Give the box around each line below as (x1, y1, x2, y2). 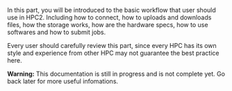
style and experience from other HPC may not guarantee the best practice (7, 49, 219, 57)
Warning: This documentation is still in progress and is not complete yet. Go (7, 69, 226, 78)
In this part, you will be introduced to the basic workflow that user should (7, 6, 217, 14)
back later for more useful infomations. (7, 77, 119, 85)
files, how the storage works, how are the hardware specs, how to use (7, 21, 208, 28)
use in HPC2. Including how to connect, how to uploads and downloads (7, 13, 212, 22)
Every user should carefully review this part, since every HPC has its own (7, 42, 217, 49)
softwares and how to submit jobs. (7, 28, 106, 36)
